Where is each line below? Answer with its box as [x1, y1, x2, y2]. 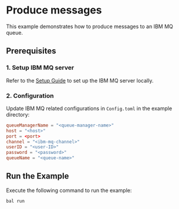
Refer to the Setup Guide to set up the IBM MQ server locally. [6, 77, 154, 84]
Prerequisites [6, 46, 56, 56]
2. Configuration [6, 91, 54, 100]
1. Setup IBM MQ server [6, 64, 75, 72]
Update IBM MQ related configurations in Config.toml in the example [6, 105, 173, 112]
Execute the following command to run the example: [6, 187, 132, 194]
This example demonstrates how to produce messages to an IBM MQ [6, 23, 173, 30]
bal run [6, 198, 25, 204]
